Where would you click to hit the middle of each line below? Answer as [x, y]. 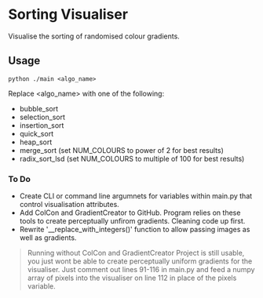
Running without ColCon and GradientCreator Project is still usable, [136, 253]
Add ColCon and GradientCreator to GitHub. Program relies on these [130, 213]
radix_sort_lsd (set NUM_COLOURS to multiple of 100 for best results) [132, 158]
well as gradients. [48, 238]
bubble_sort [39, 108]
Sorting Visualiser [68, 15]
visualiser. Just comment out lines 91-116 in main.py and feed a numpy [141, 270]
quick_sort [36, 133]
